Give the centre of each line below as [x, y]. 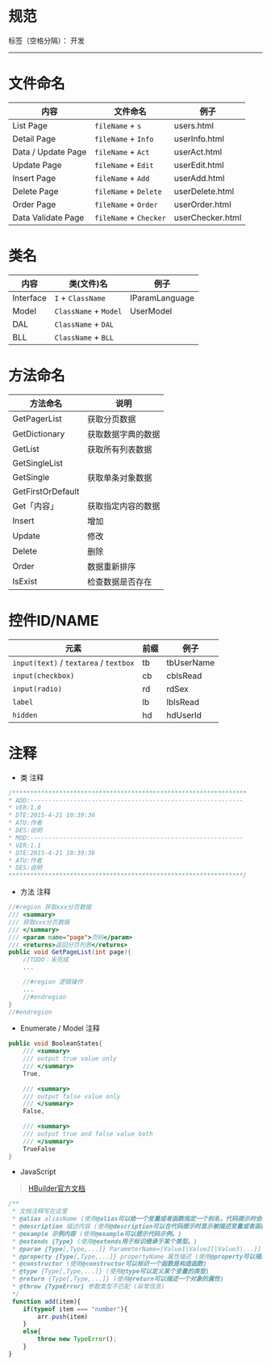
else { [32, 1332]
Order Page [34, 204]
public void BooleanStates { [56, 1043]
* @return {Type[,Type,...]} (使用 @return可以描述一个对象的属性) [118, 1279]
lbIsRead [183, 702]
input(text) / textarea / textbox [73, 662]
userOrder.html [202, 204]
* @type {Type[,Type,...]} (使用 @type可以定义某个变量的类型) [110, 1271]
